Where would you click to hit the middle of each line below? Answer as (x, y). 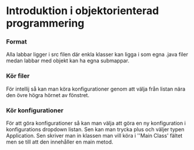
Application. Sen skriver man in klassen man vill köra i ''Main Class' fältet (94, 136)
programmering (45, 23)
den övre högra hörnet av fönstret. (48, 95)
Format (17, 42)
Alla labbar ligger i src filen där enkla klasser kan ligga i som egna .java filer (97, 55)
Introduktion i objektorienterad (83, 11)
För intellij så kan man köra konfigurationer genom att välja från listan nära (96, 89)
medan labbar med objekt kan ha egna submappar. (68, 61)
